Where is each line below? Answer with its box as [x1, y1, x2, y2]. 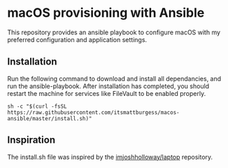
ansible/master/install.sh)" [7, 115, 92, 122]
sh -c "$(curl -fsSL [7, 103, 68, 110]
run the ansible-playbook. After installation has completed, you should [7, 82, 210, 90]
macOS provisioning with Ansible [7, 5, 205, 21]
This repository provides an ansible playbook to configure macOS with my [7, 28, 221, 36]
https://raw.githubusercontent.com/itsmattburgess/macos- [7, 108, 180, 116]
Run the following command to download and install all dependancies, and [7, 74, 222, 83]
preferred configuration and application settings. [7, 35, 148, 43]
